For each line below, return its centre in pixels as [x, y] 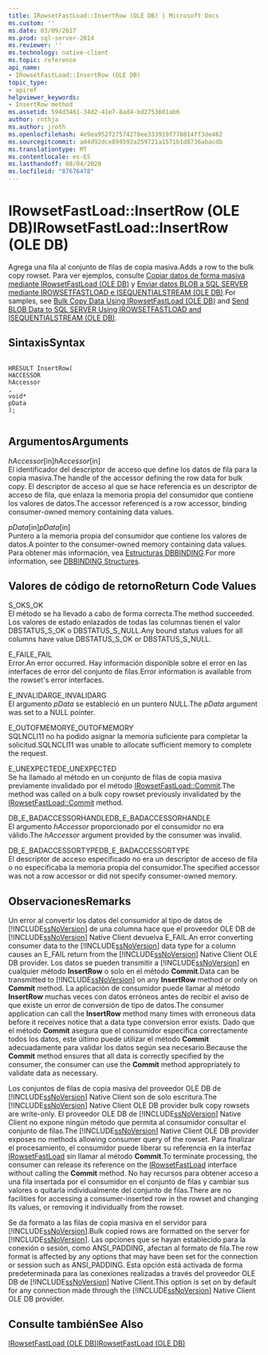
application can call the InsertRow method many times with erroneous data [132, 1013]
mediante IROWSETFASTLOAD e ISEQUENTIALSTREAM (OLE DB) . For [122, 292]
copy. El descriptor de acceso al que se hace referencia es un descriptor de [133, 486]
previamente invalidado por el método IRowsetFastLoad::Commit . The [122, 786]
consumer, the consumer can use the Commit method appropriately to [124, 1065]
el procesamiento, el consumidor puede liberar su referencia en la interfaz [130, 1148]
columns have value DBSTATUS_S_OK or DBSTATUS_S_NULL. [110, 639]
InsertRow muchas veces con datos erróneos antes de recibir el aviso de [129, 997]
